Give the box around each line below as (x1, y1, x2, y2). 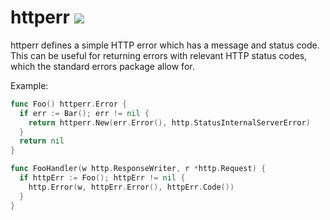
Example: (10, 79, 49, 91)
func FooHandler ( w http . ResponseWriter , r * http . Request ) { (10, 164, 267, 174)
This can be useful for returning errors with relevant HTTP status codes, (10, 49, 308, 61)
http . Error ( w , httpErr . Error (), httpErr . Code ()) (28, 182, 235, 192)
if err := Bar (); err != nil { (19, 108, 150, 118)
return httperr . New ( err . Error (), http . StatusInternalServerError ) (28, 117, 311, 128)
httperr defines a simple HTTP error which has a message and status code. (10, 39, 320, 51)
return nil (19, 136, 65, 146)
